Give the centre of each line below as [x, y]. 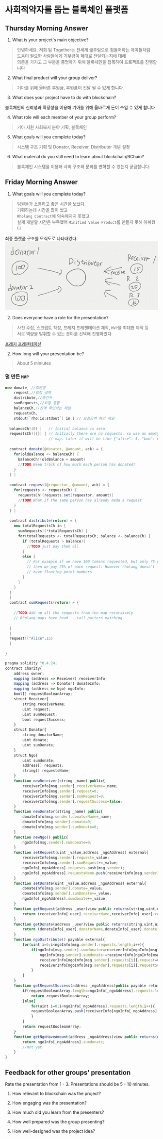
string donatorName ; [43, 735]
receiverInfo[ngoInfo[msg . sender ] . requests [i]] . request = [98, 960]
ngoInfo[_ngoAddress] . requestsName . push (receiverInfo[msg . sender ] [91, 873]
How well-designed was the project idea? [54, 1131]
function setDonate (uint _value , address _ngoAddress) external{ [80, 883]
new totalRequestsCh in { [40, 526]
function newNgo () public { [41, 837]
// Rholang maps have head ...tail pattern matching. [69, 618]
